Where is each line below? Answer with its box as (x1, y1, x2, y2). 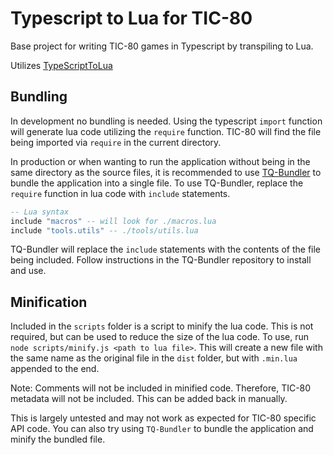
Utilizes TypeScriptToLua (10, 59, 113, 71)
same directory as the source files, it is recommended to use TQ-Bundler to (10, 166, 322, 178)
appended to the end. (10, 363, 100, 375)
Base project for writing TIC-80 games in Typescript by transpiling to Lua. (10, 40, 314, 52)
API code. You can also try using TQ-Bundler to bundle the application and (10, 423, 314, 435)
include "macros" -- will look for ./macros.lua (10, 216, 217, 226)
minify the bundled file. (10, 433, 106, 446)
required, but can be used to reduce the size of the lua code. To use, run (10, 331, 309, 343)
